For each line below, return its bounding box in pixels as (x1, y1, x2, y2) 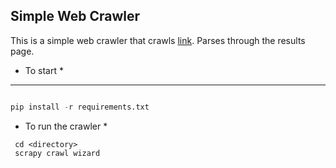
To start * (24, 64, 64, 76)
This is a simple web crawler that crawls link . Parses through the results (10, 34, 306, 46)
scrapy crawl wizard (14, 148, 101, 158)
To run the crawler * (24, 120, 108, 132)
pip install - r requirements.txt (10, 102, 150, 112)
